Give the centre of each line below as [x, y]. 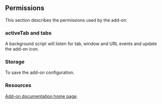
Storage [15, 62]
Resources [18, 85]
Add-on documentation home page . [41, 96]
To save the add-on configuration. [40, 73]
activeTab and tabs [28, 33]
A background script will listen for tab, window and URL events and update [81, 44]
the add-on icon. [22, 49]
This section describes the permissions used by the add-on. [66, 20]
